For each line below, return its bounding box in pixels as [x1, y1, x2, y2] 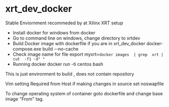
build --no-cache [42, 46, 79, 52]
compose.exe [12, 46, 42, 52]
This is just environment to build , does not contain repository [5, 70, 134, 77]
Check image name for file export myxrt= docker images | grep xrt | [12, 51, 164, 57]
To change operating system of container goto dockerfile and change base [5, 90, 163, 96]
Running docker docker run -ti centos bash [12, 61, 104, 67]
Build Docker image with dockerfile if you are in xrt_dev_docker [12, 40, 146, 46]
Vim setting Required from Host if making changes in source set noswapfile [5, 81, 164, 87]
